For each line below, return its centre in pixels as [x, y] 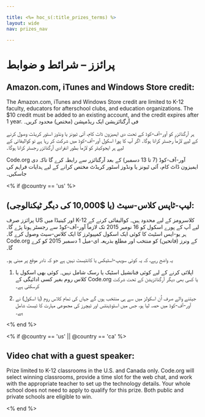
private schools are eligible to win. [50, 396]
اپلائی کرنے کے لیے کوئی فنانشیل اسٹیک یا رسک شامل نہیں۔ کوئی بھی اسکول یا [104, 272]
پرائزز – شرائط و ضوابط [61, 64]
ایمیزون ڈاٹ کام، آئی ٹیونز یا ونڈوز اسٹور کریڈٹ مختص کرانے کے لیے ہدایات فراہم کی [102, 167]
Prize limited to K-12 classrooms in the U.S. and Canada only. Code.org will [100, 370]
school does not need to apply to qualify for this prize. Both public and [95, 390]
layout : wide [23, 23]
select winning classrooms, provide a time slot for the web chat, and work [99, 377]
